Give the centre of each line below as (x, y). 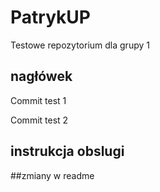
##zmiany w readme (52, 175)
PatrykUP (50, 17)
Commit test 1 (38, 100)
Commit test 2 (39, 120)
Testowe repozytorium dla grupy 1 (80, 45)
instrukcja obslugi (67, 151)
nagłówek (41, 76)
